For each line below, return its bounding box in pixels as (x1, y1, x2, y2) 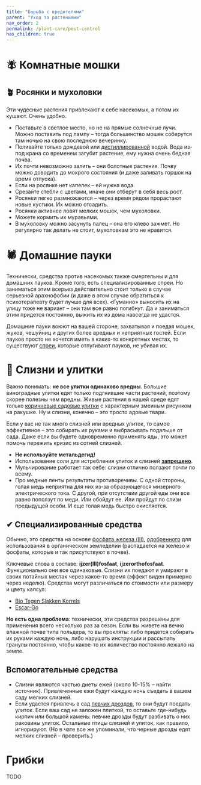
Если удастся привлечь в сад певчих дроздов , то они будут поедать (14, 700, 191, 707)
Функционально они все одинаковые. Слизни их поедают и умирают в (6, 566, 188, 574)
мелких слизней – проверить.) (14, 732, 93, 739)
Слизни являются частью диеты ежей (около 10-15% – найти (14, 681, 171, 688)
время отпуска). (14, 175, 57, 182)
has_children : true (6, 31, 55, 37)
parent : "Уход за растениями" (6, 14, 82, 20)
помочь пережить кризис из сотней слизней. (6, 439, 122, 446)
